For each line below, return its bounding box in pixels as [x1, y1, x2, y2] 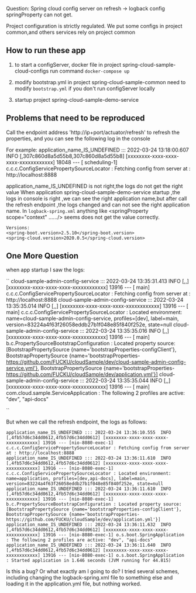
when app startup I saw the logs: [6, 266, 85, 274]
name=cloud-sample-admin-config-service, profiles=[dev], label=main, [6, 315, 180, 322]
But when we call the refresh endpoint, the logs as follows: [6, 418, 147, 426]
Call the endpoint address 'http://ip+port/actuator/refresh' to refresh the [6, 129, 180, 136]
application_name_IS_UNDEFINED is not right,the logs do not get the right [6, 182, 183, 189]
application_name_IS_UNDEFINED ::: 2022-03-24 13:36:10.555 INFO [6, 430, 171, 436]
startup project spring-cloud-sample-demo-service [14, 96, 139, 103]
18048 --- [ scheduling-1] [56, 158, 118, 166]
